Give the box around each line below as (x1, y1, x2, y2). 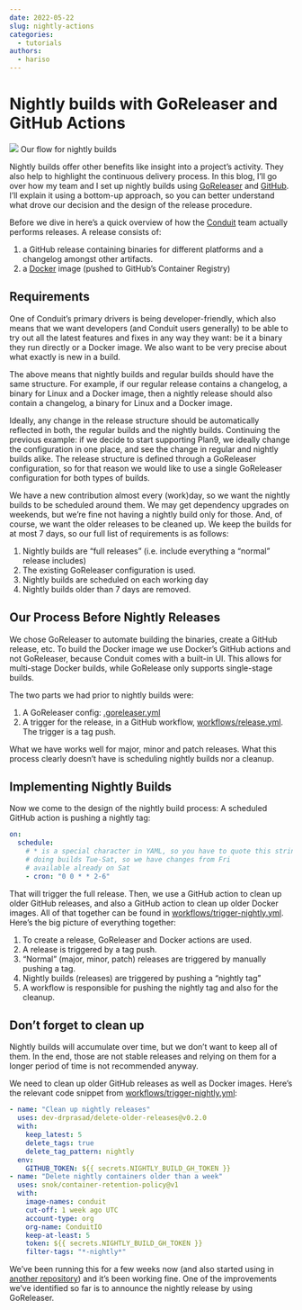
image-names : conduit (25, 1197, 106, 1206)
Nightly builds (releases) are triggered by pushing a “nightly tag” (22, 972, 262, 983)
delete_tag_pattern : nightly (25, 1147, 135, 1156)
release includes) (22, 555, 87, 565)
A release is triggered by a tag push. (22, 944, 157, 954)
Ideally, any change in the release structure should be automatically (9, 415, 260, 426)
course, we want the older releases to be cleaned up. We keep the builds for (9, 519, 292, 529)
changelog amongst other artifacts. (22, 253, 154, 264)
